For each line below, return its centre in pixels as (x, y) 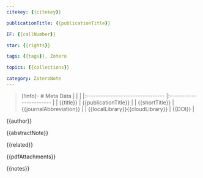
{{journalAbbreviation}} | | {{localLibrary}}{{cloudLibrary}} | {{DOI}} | (108, 109)
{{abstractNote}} (28, 133)
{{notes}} (18, 168)
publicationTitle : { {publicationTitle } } (59, 23)
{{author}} (19, 121)
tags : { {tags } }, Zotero (37, 56)
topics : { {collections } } (38, 68)
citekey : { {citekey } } (34, 12)
